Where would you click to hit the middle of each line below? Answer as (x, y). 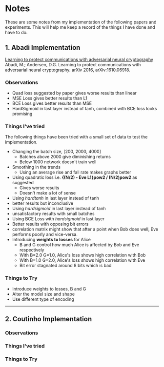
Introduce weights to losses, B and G (49, 289)
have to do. (16, 32)
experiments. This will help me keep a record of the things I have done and (80, 27)
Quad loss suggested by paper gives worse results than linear (74, 93)
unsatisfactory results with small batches (53, 214)
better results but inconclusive (43, 203)
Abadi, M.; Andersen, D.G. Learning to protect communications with (73, 64)
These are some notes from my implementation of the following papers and (81, 22)
